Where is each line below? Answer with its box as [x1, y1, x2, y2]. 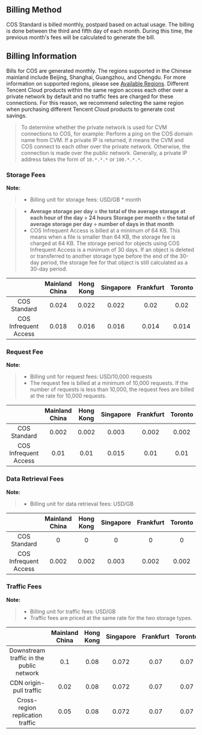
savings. [6, 111, 27, 119]
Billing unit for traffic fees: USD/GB [29, 608, 116, 615]
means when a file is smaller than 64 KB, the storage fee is [29, 233, 176, 240]
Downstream [9, 646, 46, 654]
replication [12, 711, 43, 719]
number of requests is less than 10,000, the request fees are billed [29, 386, 194, 393]
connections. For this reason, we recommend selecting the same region [6, 99, 184, 106]
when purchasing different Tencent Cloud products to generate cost [6, 105, 175, 113]
